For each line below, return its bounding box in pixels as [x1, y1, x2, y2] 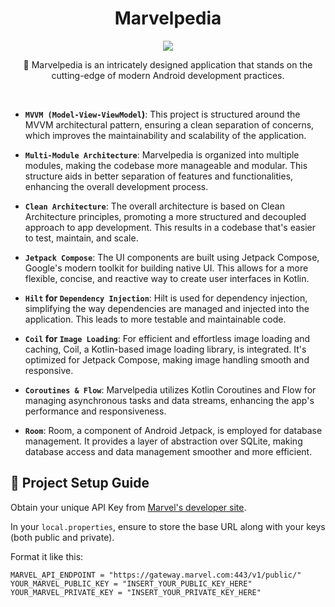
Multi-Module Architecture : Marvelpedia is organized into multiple [24, 148, 300, 161]
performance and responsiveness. [24, 405, 167, 417]
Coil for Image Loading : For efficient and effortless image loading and [24, 332, 311, 344]
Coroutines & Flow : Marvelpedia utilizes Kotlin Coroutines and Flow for [24, 383, 317, 396]
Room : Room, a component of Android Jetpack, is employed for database [24, 424, 323, 436]
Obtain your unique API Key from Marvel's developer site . [10, 501, 247, 513]
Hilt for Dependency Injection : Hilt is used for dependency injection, [24, 292, 308, 304]
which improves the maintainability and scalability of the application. [24, 129, 307, 141]
